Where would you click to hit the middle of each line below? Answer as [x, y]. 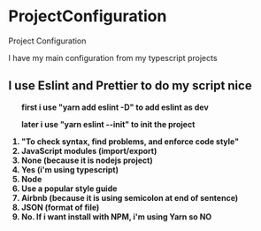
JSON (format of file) [60, 207]
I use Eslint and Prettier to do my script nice [130, 86]
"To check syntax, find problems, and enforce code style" [130, 141]
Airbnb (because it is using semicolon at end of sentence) [130, 197]
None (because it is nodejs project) [87, 160]
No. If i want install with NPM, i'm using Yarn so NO [116, 216]
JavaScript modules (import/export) [89, 150]
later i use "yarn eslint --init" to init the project [108, 124]
